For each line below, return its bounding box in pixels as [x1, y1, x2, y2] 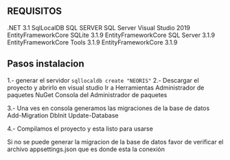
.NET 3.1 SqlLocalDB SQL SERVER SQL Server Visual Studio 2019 [7, 23, 191, 31]
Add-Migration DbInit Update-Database [7, 111, 119, 119]
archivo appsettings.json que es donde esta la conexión [7, 145, 165, 153]
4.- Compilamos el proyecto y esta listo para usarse [7, 124, 153, 133]
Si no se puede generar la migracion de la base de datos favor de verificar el [7, 137, 224, 146]
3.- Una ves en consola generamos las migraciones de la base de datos [7, 104, 210, 112]
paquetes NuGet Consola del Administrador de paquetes [7, 90, 168, 98]
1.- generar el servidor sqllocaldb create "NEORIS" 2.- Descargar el [7, 76, 199, 84]
